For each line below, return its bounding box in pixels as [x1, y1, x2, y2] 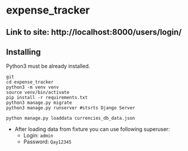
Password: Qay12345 [23, 138, 72, 145]
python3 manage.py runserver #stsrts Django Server [6, 105, 135, 111]
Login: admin [23, 132, 53, 139]
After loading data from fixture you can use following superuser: [14, 126, 170, 133]
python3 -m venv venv [6, 84, 59, 90]
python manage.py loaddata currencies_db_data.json [6, 116, 135, 122]
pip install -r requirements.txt [6, 95, 88, 101]
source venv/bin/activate [6, 90, 69, 96]
